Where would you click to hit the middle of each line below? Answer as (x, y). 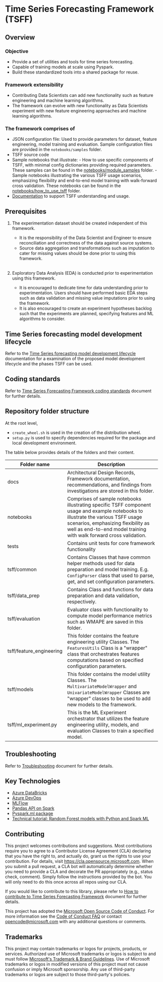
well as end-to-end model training (107, 529)
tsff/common (22, 569)
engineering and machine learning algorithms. (58, 100)
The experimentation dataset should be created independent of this (80, 223)
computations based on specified (105, 660)
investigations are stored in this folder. (111, 491)
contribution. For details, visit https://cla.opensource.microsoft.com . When (79, 861)
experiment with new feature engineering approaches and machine (79, 111)
